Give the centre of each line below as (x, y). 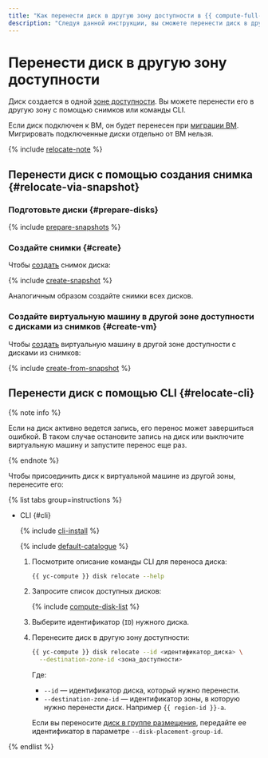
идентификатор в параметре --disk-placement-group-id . (127, 732)
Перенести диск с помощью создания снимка (130, 174)
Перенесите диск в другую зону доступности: (110, 638)
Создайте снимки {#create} (65, 248)
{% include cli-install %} (59, 531)
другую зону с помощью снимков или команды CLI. (97, 110)
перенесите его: (36, 484)
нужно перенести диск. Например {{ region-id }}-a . (135, 708)
